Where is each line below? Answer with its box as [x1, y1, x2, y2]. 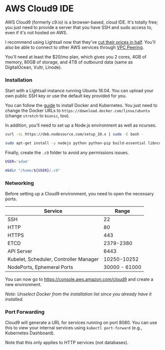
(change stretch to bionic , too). [5, 113, 70, 119]
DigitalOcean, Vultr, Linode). [5, 64, 62, 70]
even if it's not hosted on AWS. [5, 29, 68, 35]
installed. [5, 296, 24, 302]
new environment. [5, 282, 42, 288]
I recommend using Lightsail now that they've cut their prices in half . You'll [5, 39, 156, 45]
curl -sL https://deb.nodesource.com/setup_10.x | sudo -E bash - [5, 132, 144, 137]
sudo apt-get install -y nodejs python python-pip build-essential [5, 141, 146, 146]
